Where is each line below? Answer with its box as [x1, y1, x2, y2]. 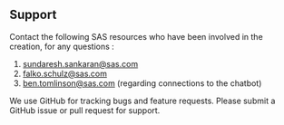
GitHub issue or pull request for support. [9, 104, 161, 116]
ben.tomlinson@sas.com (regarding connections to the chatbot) [22, 77, 262, 89]
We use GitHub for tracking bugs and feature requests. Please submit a [9, 95, 276, 106]
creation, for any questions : [9, 41, 115, 52]
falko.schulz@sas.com [22, 68, 107, 79]
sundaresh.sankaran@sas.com [22, 58, 139, 69]
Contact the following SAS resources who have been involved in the [9, 31, 263, 42]
